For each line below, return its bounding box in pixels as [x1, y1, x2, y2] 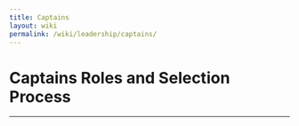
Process [9, 86, 71, 106]
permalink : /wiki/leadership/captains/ [9, 29, 158, 38]
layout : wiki [9, 21, 58, 30]
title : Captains [9, 12, 69, 22]
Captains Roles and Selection [9, 67, 230, 88]
